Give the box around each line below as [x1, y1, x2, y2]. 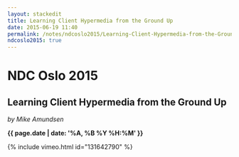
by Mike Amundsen [7, 115, 64, 123]
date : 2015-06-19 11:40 [7, 24, 78, 31]
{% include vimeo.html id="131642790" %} [7, 143, 133, 151]
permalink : [7, 30, 40, 38]
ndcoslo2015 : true [7, 37, 62, 44]
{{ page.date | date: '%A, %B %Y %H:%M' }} [7, 129, 144, 138]
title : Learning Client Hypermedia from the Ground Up [7, 17, 174, 24]
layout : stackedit [7, 10, 62, 18]
